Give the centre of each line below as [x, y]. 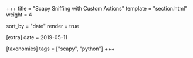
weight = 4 [19, 15]
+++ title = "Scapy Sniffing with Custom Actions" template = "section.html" [97, 8]
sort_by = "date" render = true [43, 26]
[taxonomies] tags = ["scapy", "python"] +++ [61, 49]
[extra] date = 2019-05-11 [37, 37]
